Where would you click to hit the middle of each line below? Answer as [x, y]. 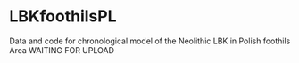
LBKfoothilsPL [63, 16]
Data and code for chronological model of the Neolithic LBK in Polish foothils [150, 41]
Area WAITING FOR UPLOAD [62, 50]
